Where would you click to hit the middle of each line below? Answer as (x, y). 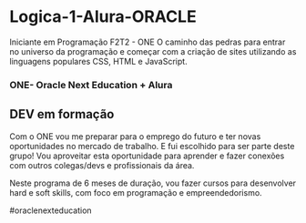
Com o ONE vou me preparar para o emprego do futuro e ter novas (135, 136)
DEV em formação (62, 114)
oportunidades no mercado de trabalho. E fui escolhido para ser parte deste (152, 146)
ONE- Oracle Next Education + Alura (91, 85)
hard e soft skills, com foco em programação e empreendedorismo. (136, 192)
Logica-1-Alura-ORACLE (103, 17)
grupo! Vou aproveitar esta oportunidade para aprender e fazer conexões (147, 156)
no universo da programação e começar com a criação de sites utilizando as (153, 51)
